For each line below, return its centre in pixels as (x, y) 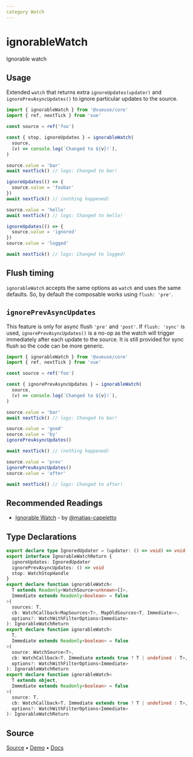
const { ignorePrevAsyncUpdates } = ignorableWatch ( (74, 385)
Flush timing (30, 273)
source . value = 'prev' (35, 462)
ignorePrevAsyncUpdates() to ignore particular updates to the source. (92, 99)
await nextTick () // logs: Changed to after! (64, 484)
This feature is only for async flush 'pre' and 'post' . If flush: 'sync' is (96, 326)
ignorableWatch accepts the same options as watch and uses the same (94, 288)
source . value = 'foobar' (43, 188)
